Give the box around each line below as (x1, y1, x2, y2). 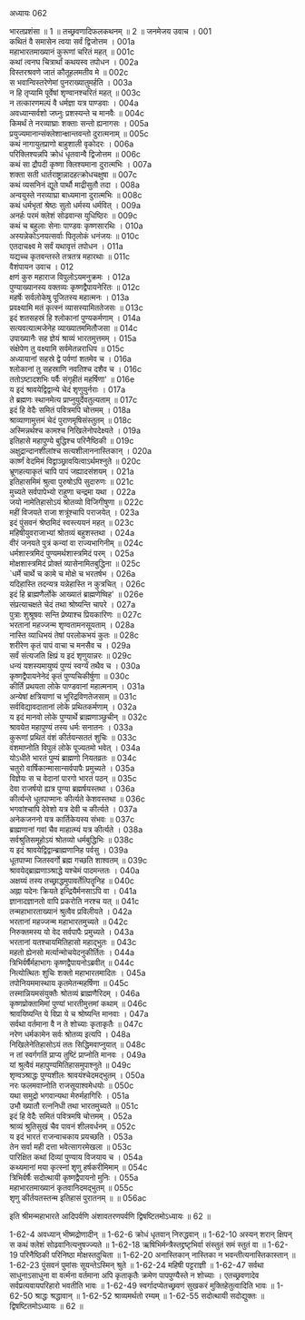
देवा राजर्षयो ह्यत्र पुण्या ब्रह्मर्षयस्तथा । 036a (9, 783, 135, 794)
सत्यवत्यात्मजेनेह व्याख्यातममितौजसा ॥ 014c (9, 323, 138, 333)
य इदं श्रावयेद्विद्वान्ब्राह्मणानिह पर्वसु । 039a (9, 845, 129, 855)
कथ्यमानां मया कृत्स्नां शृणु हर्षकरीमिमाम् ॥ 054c (9, 1162, 148, 1173)
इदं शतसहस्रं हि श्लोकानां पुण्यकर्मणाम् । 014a (9, 313, 141, 323)
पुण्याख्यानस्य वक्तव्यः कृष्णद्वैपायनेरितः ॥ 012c (9, 282, 141, 292)
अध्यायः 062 (9, 8, 48, 18)
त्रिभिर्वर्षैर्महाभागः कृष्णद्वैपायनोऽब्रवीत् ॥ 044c (9, 957, 134, 968)
